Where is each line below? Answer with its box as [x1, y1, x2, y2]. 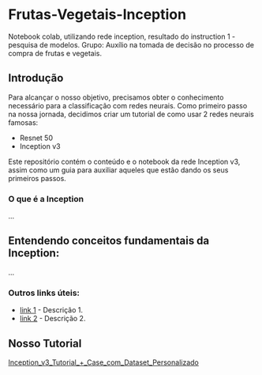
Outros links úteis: [8, 287, 80, 298]
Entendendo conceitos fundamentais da [8, 234, 210, 248]
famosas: [8, 117, 39, 127]
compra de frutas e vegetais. [8, 48, 103, 58]
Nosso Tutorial [8, 336, 82, 350]
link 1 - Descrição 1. [19, 305, 83, 315]
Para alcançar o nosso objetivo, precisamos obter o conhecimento [8, 93, 224, 102]
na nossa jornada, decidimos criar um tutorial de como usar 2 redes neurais [8, 109, 254, 119]
